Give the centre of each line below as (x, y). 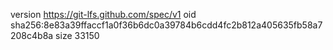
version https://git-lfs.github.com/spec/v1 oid (103, 14)
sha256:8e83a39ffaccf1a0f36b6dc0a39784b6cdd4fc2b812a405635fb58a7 (166, 25)
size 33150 (77, 35)
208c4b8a (32, 35)
